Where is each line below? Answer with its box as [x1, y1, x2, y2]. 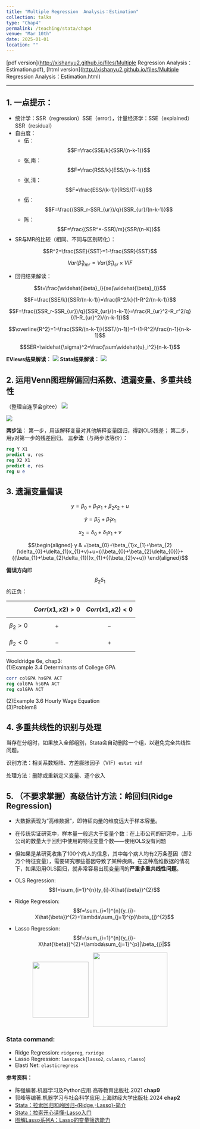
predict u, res [6, 452, 44, 458]
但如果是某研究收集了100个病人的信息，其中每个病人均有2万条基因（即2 [14, 850, 192, 857]
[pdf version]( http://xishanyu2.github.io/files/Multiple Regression [6, 59, 165, 66]
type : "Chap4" [6, 20, 42, 26]
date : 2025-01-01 [6, 36, 49, 42]
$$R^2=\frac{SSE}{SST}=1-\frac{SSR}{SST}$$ [42, 247, 158, 255]
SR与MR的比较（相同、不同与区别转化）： [14, 235, 116, 243]
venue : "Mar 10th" [6, 31, 52, 37]
